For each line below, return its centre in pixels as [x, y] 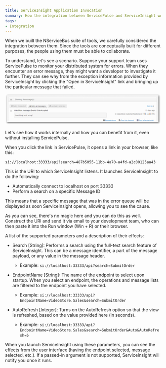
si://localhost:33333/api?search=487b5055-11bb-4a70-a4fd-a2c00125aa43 [80, 162]
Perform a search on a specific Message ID [56, 191]
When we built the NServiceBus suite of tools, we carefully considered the [81, 41]
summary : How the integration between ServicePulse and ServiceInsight [80, 16]
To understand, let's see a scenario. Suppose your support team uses [76, 61]
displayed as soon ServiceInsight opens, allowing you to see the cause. [78, 206]
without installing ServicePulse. [37, 138]
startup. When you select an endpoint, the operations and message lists [85, 280]
